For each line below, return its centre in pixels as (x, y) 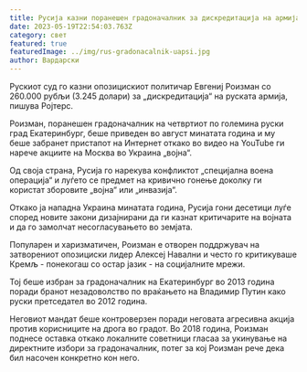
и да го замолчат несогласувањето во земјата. (101, 227)
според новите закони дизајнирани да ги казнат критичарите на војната (151, 217)
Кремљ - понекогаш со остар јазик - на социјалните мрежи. (127, 264)
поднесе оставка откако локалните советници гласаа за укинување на (148, 338)
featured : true (38, 43)
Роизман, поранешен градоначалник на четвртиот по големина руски (147, 123)
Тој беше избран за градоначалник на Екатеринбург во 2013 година (142, 282)
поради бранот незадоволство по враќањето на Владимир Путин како (148, 292)
